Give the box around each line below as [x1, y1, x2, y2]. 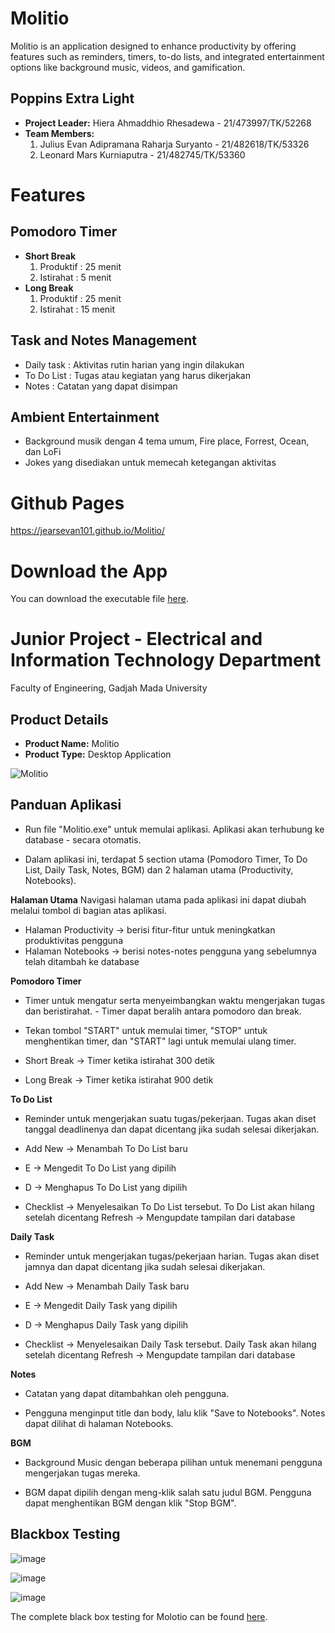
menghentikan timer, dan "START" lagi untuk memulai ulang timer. [24, 1035, 297, 1047]
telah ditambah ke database [24, 955, 140, 967]
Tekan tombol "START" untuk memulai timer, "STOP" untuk [24, 1024, 268, 1036]
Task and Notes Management [10, 332, 197, 349]
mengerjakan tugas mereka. [24, 1467, 141, 1479]
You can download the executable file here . [10, 593, 189, 605]
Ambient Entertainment [10, 408, 160, 426]
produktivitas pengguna [24, 934, 123, 946]
